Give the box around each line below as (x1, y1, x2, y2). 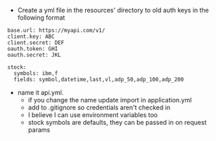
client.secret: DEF (7, 39, 65, 46)
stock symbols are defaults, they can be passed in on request (27, 119, 207, 126)
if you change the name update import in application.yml (27, 96, 192, 104)
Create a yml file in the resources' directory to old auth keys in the (17, 6, 210, 14)
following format (17, 13, 65, 22)
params (27, 126, 51, 134)
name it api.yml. (17, 88, 64, 97)
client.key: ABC (7, 33, 55, 40)
